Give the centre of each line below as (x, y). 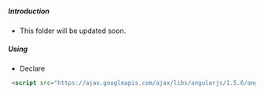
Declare (32, 68)
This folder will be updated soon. (73, 31)
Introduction (29, 11)
